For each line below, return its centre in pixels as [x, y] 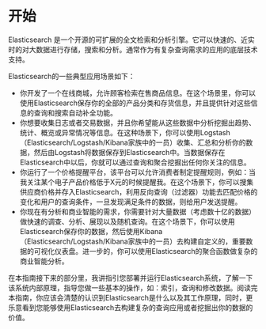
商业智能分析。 [44, 261]
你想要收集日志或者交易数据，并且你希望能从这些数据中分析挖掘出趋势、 [137, 123]
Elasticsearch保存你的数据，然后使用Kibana [91, 231]
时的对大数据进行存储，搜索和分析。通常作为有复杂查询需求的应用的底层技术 [133, 49]
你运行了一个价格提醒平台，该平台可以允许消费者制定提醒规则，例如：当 [137, 172]
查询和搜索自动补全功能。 [75, 112]
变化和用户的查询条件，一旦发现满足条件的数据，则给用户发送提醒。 [131, 202]
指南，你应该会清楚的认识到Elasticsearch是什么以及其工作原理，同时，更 [134, 297]
